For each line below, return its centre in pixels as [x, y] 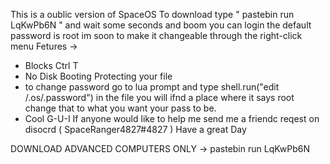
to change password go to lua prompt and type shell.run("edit [152, 87]
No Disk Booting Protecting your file [98, 76]
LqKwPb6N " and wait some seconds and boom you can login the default [161, 25]
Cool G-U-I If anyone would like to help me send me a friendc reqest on [172, 118]
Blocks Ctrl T [51, 65]
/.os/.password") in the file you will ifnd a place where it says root [159, 97]
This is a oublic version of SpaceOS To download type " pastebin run [152, 14]
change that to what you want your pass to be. [120, 108]
